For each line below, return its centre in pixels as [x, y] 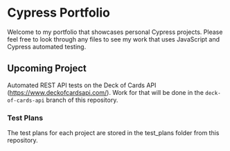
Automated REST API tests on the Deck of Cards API [82, 85]
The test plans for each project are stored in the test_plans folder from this [113, 133]
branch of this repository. [82, 100]
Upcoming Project [47, 68]
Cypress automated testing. [47, 46]
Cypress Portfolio [59, 13]
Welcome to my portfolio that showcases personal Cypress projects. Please [115, 32]
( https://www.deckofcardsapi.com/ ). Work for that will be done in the [106, 92]
